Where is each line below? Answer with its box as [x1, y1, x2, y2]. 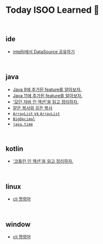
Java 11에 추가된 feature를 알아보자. [12, 92, 83, 98]
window [5, 220, 31, 228]
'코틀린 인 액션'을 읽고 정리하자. [12, 158, 73, 164]
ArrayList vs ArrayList [12, 110, 60, 116]
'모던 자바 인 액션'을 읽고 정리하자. [12, 98, 79, 105]
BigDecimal [12, 117, 35, 122]
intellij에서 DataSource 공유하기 [12, 49, 75, 55]
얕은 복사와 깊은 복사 [12, 105, 53, 111]
